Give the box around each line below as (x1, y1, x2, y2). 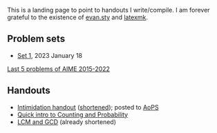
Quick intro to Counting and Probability (17, 110, 129, 119)
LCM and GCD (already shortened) (17, 117, 116, 126)
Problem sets (7, 33, 66, 45)
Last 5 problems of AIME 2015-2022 (7, 65, 111, 73)
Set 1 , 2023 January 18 (17, 51, 83, 59)
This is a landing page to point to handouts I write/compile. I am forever (7, 6, 210, 14)
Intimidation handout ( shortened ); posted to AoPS (17, 103, 159, 111)
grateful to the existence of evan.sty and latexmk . (7, 13, 149, 21)
